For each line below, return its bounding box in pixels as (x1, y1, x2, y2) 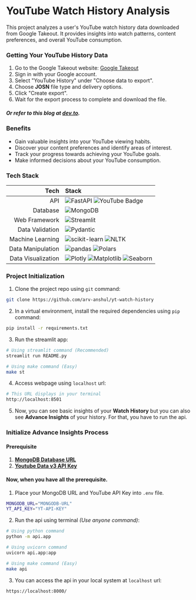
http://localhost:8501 (6, 397, 62, 403)
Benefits (6, 124, 31, 132)
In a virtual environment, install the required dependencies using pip (14, 307, 181, 314)
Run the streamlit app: (14, 336, 69, 343)
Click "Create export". (14, 90, 68, 97)
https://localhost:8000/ (6, 588, 67, 594)
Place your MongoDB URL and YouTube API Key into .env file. (14, 489, 164, 496)
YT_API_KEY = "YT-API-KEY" (6, 506, 67, 512)
